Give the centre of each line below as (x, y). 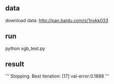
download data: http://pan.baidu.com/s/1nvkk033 (57, 20)
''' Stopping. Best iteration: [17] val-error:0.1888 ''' (57, 76)
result (15, 64)
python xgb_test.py (25, 48)
